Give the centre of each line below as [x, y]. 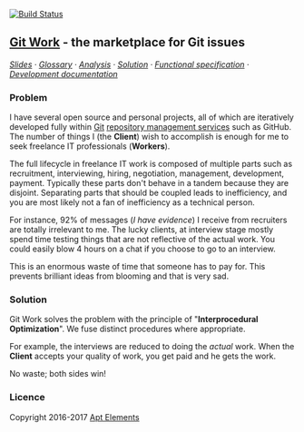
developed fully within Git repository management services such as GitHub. [151, 127]
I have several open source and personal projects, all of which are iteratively [152, 117]
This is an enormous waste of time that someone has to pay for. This [137, 267]
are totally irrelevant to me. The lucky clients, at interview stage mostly [142, 230]
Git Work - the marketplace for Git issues [127, 42]
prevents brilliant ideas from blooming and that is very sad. [119, 276]
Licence [27, 398]
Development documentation [64, 74]
